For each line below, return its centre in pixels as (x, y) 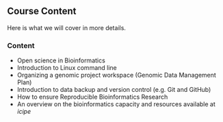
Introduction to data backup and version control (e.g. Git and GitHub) (114, 90)
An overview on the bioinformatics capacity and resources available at (116, 104)
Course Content (42, 11)
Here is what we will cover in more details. (67, 27)
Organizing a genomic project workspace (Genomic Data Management (117, 75)
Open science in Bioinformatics (61, 60)
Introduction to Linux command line (67, 68)
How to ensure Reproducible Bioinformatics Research (92, 97)
